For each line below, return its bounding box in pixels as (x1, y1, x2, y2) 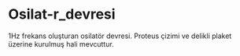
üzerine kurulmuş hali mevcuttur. (8, 39, 114, 48)
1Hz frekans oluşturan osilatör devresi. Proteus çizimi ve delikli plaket (8, 31, 232, 40)
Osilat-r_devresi (8, 5, 116, 23)
